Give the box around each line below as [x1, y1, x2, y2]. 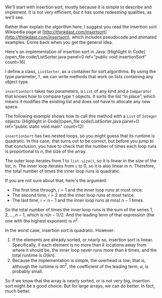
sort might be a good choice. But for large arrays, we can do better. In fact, [5, 283, 155, 289]
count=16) [5, 59, 26, 65]
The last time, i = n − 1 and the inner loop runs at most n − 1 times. [12, 197, 144, 203]
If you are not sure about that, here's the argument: [5, 177, 108, 183]
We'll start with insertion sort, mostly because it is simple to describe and [5, 4, 152, 10]
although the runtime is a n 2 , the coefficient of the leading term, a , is [12, 263, 148, 269]
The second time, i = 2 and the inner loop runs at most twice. [12, 192, 135, 198]
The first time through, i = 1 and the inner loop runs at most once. [12, 187, 143, 193]
